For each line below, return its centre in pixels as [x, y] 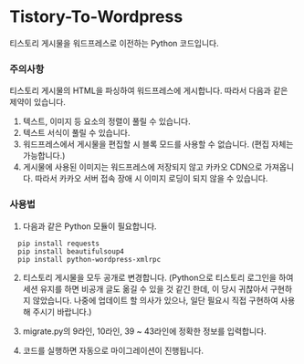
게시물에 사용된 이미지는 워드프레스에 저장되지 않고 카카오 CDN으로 [142, 167]
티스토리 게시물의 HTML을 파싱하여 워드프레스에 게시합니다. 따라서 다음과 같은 [149, 91]
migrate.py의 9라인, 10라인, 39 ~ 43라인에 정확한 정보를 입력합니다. [144, 331]
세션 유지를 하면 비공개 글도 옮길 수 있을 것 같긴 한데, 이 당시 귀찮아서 [145, 288]
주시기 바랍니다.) [62, 311]
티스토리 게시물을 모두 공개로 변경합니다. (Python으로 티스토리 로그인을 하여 [158, 277]
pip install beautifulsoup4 [71, 251]
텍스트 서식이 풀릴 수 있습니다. [76, 133]
